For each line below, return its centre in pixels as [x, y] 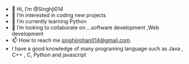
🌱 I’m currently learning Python [49, 21]
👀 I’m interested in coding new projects [59, 15]
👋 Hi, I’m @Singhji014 [37, 9]
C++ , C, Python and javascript [49, 55]
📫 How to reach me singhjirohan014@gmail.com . [72, 40]
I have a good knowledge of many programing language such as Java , [97, 49]
